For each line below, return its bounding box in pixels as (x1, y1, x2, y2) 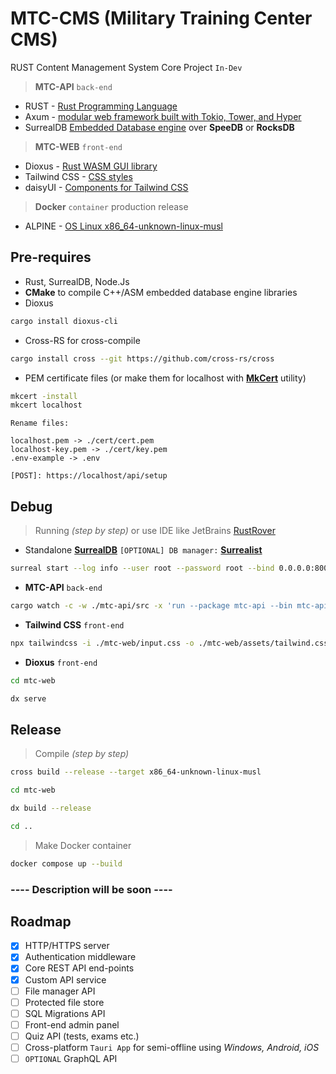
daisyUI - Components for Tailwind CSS (24, 181, 189, 193)
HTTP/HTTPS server (24, 940, 110, 952)
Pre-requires (10, 249, 92, 266)
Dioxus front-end (24, 656, 98, 668)
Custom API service (24, 973, 107, 986)
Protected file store (24, 996, 105, 1008)
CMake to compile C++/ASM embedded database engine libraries (24, 286, 298, 298)
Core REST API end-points (24, 962, 135, 974)
